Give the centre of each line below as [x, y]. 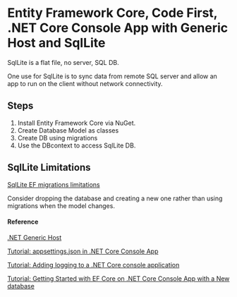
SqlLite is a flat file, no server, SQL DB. [63, 62]
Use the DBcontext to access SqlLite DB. [77, 145]
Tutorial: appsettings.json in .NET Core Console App [83, 251]
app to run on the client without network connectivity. [85, 83]
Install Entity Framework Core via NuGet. [77, 123]
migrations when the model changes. [61, 205]
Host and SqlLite [56, 43]
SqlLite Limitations [49, 168]
